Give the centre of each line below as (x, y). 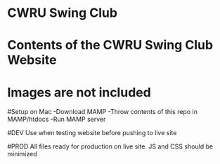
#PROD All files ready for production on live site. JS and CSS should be (110, 146)
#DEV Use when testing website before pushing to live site (92, 133)
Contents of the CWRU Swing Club (110, 45)
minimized (22, 154)
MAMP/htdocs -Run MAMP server (57, 119)
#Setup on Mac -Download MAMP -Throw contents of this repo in (103, 112)
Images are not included (79, 92)
